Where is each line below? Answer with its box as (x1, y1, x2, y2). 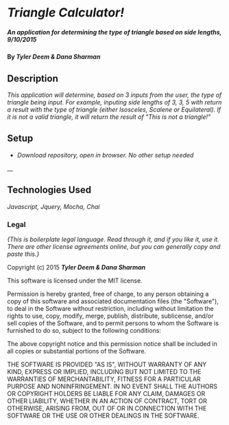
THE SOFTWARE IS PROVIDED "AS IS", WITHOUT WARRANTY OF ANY (7, 360, 207, 369)
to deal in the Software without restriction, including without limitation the (7, 304, 214, 312)
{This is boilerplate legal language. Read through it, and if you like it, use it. (7, 235, 219, 243)
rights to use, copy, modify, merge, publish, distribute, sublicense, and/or (7, 312, 214, 320)
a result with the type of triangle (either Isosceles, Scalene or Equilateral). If (7, 105, 221, 113)
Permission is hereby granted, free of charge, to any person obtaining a (7, 290, 209, 298)
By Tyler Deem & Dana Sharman (7, 53, 101, 61)
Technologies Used (7, 184, 91, 196)
